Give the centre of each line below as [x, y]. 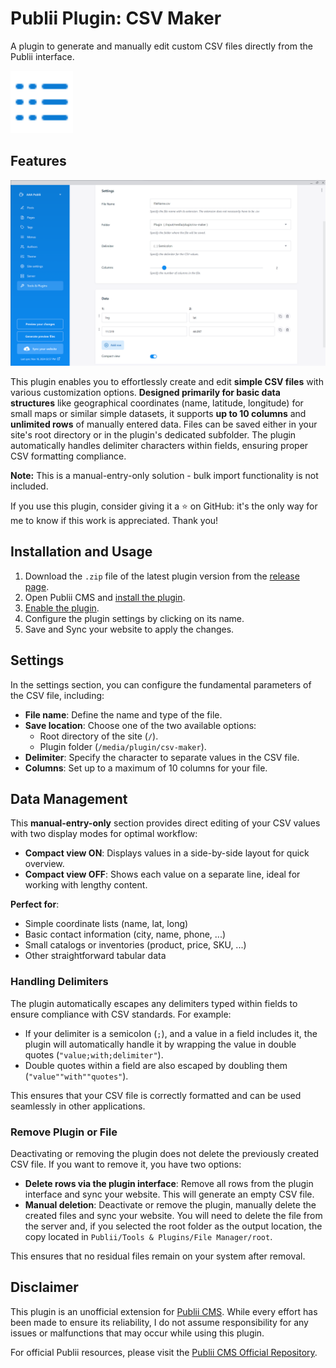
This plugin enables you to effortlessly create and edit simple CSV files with [167, 382]
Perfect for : [35, 904]
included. [29, 486]
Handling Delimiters [59, 982]
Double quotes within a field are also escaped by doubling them [156, 1065]
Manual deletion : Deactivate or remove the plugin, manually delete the [170, 1205]
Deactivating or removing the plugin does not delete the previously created [165, 1154]
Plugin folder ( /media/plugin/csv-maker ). [123, 746]
